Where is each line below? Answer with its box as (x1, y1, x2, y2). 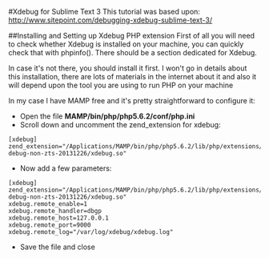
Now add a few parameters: (19, 163, 112, 173)
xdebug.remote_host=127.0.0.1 (8, 214, 110, 222)
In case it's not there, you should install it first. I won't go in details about (8, 63, 247, 73)
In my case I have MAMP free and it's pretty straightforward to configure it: (8, 96, 256, 105)
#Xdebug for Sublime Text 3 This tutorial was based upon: (8, 7, 200, 16)
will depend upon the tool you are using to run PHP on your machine (8, 80, 234, 90)
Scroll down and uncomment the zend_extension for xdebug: (19, 120, 222, 129)
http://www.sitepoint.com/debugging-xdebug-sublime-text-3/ (8, 15, 213, 25)
